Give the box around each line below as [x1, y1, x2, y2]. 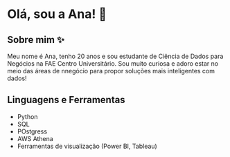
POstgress [17, 127, 47, 136]
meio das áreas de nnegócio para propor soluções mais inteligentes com [7, 67, 215, 75]
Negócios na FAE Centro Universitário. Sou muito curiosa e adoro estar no [7, 59, 219, 68]
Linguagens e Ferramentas [7, 94, 126, 106]
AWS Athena [17, 134, 53, 142]
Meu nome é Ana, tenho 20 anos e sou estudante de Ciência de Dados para [7, 52, 224, 60]
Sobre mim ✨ [7, 34, 64, 46]
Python [17, 112, 38, 120]
